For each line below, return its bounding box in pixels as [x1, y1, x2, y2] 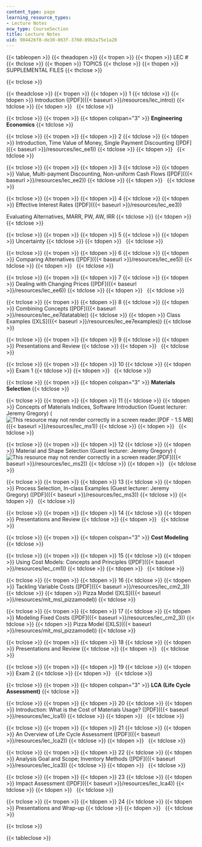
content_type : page [6, 8, 55, 15]
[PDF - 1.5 [157, 416, 182, 423]
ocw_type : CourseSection [6, 25, 69, 32]
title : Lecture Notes [6, 31, 61, 38]
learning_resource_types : [6, 15, 71, 21]
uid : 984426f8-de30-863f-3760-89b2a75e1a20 [6, 37, 118, 43]
